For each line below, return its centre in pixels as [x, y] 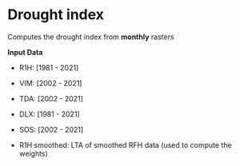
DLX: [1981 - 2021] [50, 114]
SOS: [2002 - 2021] [51, 129]
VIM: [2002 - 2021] [50, 83]
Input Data [25, 52]
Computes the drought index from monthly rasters [91, 37]
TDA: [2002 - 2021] [51, 98]
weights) [34, 153]
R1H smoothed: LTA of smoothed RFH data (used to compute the [126, 144]
